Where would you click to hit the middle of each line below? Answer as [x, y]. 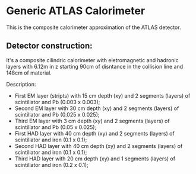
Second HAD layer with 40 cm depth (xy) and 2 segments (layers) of [99, 146]
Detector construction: [50, 46]
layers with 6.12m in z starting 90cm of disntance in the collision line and [95, 66]
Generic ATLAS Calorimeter [76, 11]
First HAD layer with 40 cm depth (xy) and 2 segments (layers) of [95, 133]
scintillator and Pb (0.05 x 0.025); [56, 127]
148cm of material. [29, 73]
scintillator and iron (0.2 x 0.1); [52, 165]
